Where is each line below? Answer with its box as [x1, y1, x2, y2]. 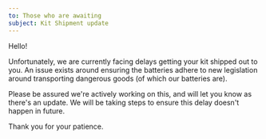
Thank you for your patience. [8, 121, 104, 131]
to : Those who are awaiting [8, 11, 102, 20]
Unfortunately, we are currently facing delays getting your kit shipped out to [8, 57, 258, 66]
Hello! [8, 41, 28, 50]
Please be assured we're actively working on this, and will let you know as [8, 89, 252, 98]
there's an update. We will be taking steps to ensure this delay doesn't [8, 97, 240, 107]
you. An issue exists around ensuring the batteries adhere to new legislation [8, 65, 258, 74]
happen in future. [8, 105, 66, 116]
